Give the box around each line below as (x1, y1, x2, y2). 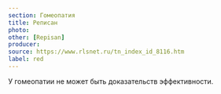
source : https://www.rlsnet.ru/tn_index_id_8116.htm (8, 48, 185, 56)
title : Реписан (8, 19, 58, 27)
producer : (8, 41, 41, 49)
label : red (8, 56, 44, 63)
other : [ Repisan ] (8, 33, 65, 42)
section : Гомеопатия (8, 11, 76, 20)
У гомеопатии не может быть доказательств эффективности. (8, 76, 214, 86)
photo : (8, 26, 30, 34)
